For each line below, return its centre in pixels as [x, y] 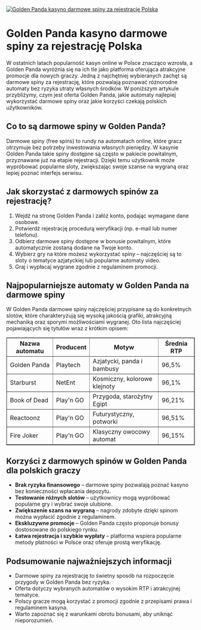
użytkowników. [25, 108]
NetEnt [66, 383]
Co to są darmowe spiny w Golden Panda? [86, 126]
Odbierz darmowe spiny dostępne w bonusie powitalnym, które [93, 241]
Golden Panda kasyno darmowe [87, 34]
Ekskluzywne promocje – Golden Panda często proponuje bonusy [97, 523]
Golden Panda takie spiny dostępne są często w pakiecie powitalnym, [92, 154]
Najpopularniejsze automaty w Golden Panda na [98, 285]
